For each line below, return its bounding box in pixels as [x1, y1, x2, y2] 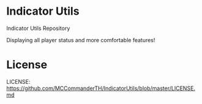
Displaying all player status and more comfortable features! [6, 36, 155, 43]
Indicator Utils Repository [6, 24, 70, 32]
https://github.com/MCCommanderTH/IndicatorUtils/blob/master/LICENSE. [6, 84, 196, 92]
